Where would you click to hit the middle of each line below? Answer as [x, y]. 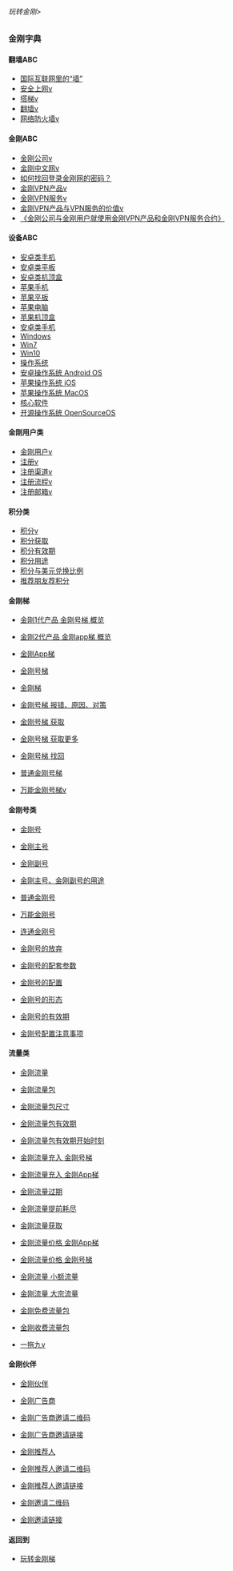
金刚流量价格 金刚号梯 [56, 1259]
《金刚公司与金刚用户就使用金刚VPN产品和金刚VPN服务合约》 [123, 218]
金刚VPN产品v [43, 188]
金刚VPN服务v [43, 198]
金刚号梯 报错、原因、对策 [63, 705]
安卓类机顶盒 [41, 277]
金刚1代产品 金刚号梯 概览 [62, 620]
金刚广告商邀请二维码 [55, 1418]
